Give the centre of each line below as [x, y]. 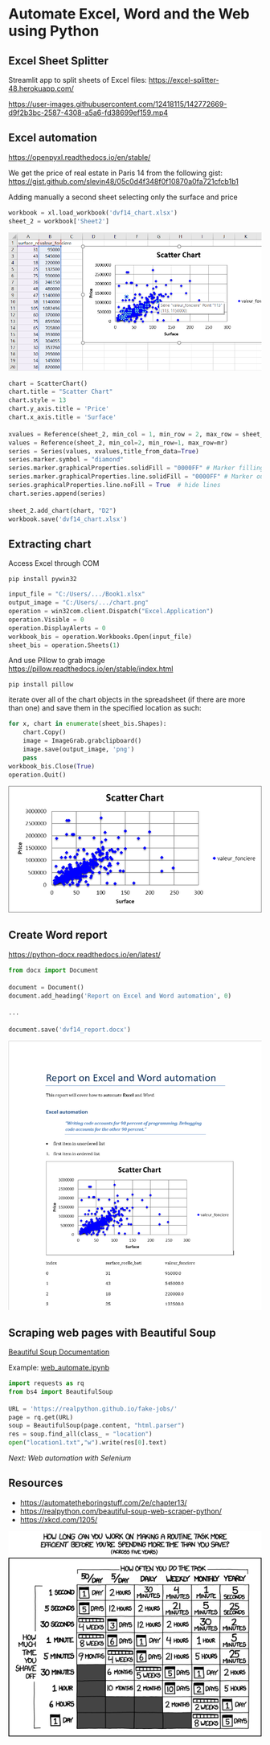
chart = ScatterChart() [48, 383]
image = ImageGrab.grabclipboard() [82, 741]
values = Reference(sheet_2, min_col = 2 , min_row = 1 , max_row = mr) [118, 443]
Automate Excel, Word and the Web [129, 14]
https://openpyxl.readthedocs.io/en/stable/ [80, 157]
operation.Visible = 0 [46, 620]
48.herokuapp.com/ [41, 88]
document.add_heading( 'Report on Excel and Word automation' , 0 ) [120, 996]
